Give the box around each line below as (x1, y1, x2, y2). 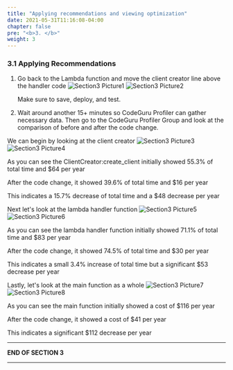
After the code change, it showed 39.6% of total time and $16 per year (7, 178, 209, 187)
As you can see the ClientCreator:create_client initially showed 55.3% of (7, 157, 214, 166)
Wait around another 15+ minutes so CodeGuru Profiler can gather (17, 109, 207, 117)
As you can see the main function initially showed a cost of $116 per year (7, 302, 215, 310)
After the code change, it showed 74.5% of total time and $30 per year (7, 247, 209, 255)
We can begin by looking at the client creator (7, 136, 135, 146)
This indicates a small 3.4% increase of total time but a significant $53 (7, 261, 209, 269)
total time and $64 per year (7, 165, 85, 173)
